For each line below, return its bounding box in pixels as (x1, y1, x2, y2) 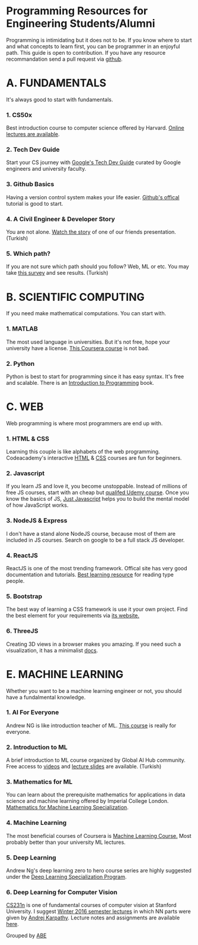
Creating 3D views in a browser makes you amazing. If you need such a (6, 641, 181, 648)
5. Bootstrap (6, 592, 43, 600)
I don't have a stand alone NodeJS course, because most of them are (6, 530, 176, 537)
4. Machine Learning (6, 819, 67, 827)
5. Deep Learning (6, 853, 56, 862)
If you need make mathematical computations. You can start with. (6, 310, 167, 317)
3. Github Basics (6, 180, 55, 189)
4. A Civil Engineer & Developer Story (6, 215, 116, 223)
